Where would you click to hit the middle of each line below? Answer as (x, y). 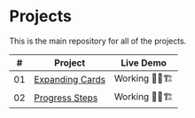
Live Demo (144, 62)
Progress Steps (66, 98)
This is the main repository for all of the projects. (98, 41)
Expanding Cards (70, 80)
